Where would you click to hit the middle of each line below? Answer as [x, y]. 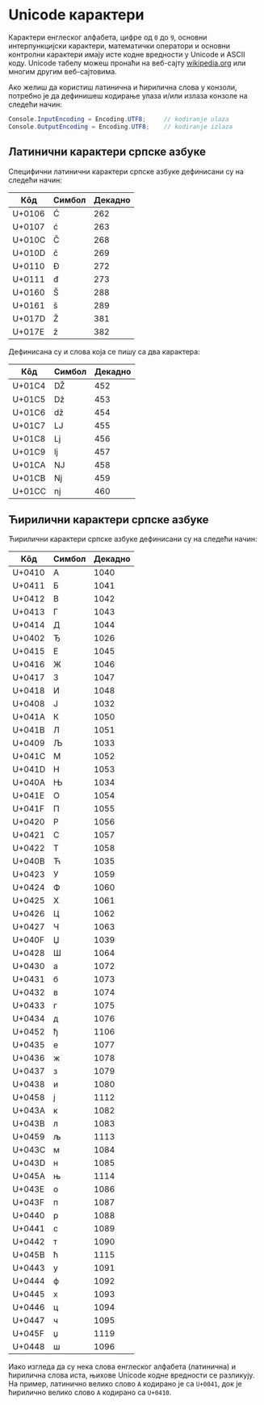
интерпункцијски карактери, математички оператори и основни [119, 45]
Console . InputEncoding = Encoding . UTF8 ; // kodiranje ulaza [119, 119]
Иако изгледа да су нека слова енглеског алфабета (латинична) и [122, 1367]
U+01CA [29, 464]
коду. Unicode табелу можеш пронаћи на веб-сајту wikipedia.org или [127, 63]
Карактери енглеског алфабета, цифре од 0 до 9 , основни [108, 37]
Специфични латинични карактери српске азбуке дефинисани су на [126, 171]
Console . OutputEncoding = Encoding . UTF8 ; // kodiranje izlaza [120, 127]
